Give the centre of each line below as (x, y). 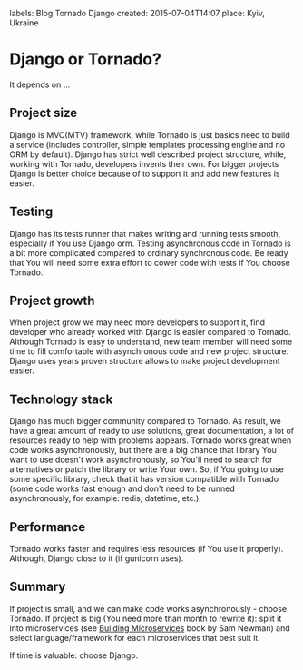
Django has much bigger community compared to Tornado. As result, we (145, 421)
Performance (48, 527)
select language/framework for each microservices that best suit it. (135, 637)
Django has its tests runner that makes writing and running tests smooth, (145, 233)
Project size (44, 113)
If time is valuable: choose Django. (74, 655)
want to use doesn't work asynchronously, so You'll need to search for (141, 460)
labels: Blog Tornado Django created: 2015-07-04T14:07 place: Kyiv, (137, 13)
